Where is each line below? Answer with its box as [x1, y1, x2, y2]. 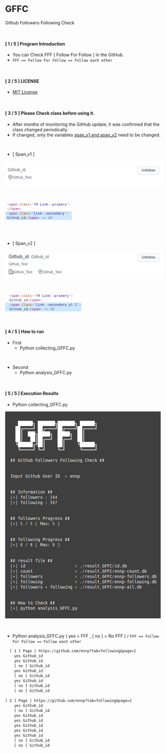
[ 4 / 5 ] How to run [5, 329, 44, 335]
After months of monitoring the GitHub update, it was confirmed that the [12, 121, 160, 127]
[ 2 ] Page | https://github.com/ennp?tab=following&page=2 [5, 698, 132, 703]
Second [12, 364, 29, 370]
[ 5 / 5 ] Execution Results [5, 391, 58, 397]
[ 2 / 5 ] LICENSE [5, 78, 40, 84]
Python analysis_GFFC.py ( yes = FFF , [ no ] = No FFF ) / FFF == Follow [12, 633, 159, 639]
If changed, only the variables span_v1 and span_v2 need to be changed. [12, 132, 161, 138]
